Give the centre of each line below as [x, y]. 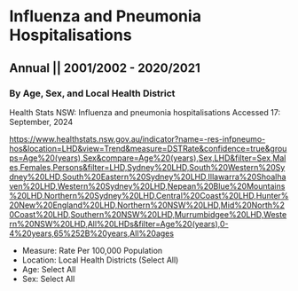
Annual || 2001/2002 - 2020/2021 [105, 68]
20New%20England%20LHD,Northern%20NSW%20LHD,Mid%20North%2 [147, 205]
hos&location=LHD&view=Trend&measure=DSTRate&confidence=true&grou [148, 148]
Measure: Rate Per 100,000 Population [92, 250]
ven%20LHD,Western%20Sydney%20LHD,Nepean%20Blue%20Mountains [147, 186]
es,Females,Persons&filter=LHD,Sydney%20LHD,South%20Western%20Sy [147, 167]
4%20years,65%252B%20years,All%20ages [92, 233]
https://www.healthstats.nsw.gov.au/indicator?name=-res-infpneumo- [137, 138]
